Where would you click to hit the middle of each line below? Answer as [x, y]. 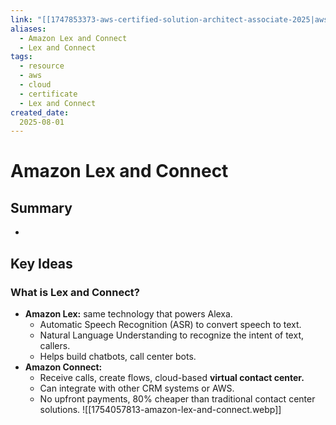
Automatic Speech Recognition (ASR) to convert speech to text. [170, 324]
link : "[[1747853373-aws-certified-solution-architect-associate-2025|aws [169, 19]
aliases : [28, 29]
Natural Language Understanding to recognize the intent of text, [171, 335]
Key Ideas [41, 263]
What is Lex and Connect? [75, 292]
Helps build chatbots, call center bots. [118, 356]
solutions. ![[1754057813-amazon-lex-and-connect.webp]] [160, 409]
